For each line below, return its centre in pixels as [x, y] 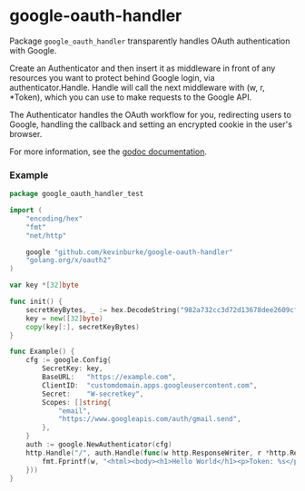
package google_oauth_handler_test [77, 194]
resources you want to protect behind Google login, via [112, 77]
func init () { [36, 302]
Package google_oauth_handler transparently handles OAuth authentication [150, 41]
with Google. [33, 50]
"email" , [74, 411]
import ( [26, 211]
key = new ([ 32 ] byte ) [64, 319]
